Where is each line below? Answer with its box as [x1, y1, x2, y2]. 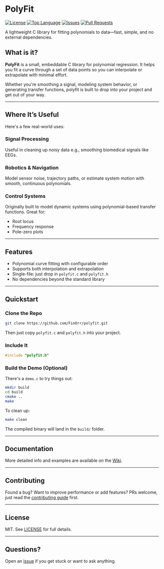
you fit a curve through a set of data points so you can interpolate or [5, 67, 143, 72]
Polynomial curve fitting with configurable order [12, 261, 108, 267]
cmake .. [5, 394, 23, 399]
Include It [5, 341, 28, 348]
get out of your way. [5, 91, 45, 97]
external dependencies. [5, 34, 53, 40]
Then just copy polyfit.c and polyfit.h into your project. [5, 329, 121, 336]
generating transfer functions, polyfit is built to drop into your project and [5, 87, 152, 92]
